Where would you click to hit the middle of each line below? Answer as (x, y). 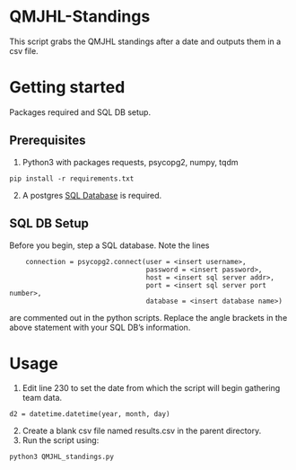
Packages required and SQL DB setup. (80, 112)
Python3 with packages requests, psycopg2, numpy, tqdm (130, 162)
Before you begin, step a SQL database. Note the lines (109, 245)
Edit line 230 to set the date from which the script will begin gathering (151, 388)
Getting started (67, 88)
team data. (42, 398)
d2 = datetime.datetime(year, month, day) (90, 414)
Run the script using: (61, 440)
